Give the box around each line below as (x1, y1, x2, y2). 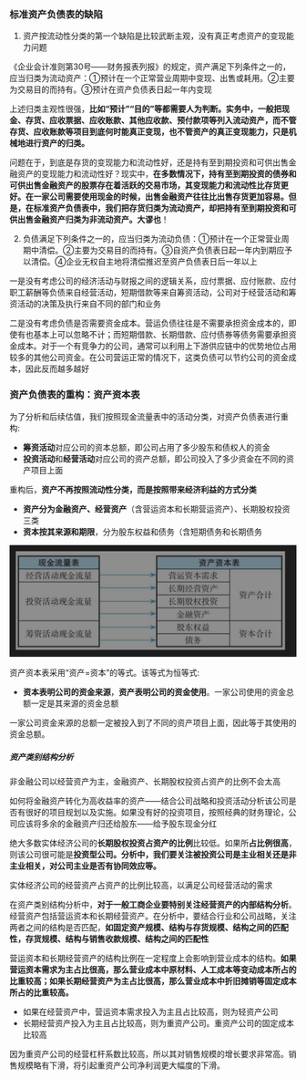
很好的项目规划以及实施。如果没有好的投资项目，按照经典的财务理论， (25, 807, 289, 818)
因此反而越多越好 (25, 363, 89, 375)
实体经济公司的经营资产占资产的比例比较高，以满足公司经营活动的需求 (9, 880, 273, 891)
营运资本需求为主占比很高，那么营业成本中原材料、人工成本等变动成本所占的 (9, 964, 297, 975)
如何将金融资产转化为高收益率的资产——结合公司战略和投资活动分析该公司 (9, 795, 289, 806)
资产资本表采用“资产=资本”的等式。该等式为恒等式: (9, 668, 200, 679)
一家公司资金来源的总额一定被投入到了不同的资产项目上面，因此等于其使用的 (9, 718, 297, 729)
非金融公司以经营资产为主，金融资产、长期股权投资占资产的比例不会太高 (9, 776, 280, 787)
